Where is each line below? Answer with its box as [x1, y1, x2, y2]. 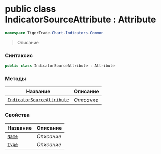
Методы [5, 75, 26, 82]
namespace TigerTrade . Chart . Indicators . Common [5, 30, 104, 35]
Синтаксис [5, 52, 33, 59]
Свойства [5, 111, 30, 118]
